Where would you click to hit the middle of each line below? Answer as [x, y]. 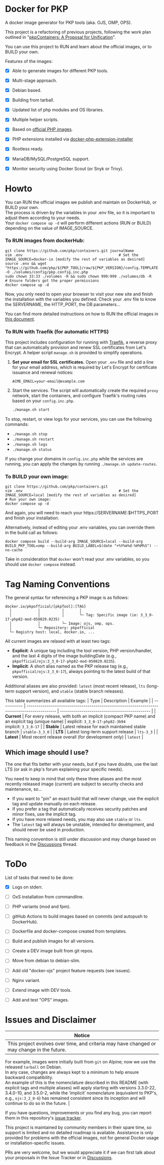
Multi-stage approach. [35, 81]
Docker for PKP [37, 9]
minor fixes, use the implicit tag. [44, 814]
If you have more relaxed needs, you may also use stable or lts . [77, 819]
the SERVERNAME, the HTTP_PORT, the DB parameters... [63, 304]
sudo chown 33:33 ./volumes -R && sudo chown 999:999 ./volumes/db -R [78, 276]
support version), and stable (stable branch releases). [70, 691]
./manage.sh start [31, 410]
